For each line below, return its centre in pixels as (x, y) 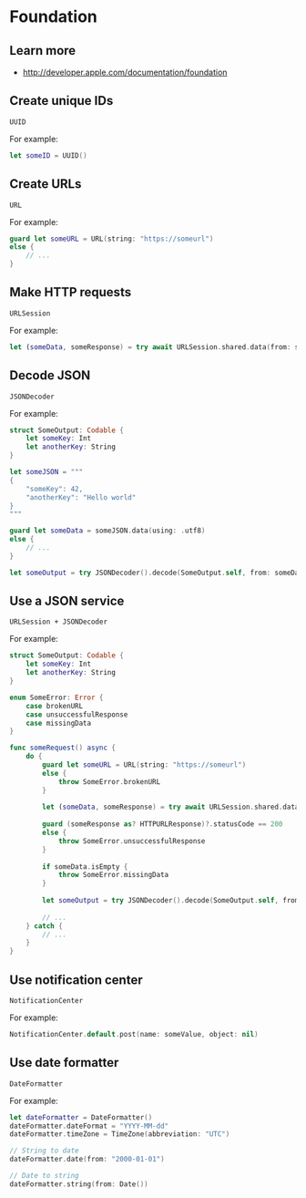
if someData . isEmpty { (85, 867)
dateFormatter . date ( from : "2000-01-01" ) (87, 1160)
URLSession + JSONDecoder (58, 622)
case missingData (59, 723)
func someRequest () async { (63, 748)
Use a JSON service (67, 601)
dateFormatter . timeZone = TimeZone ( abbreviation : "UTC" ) (120, 1134)
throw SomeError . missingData (113, 875)
